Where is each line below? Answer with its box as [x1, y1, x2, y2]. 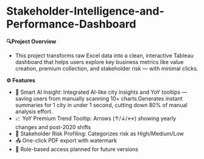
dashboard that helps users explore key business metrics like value [15, 58, 184, 65]
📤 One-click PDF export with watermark [15, 136, 118, 144]
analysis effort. [15, 108, 53, 115]
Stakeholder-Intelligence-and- [6, 4, 164, 18]
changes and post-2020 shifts [15, 123, 91, 130]
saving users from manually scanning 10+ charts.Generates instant [15, 94, 183, 102]
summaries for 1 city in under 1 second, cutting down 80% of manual [15, 101, 188, 108]
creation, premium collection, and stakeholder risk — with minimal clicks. [15, 65, 199, 72]
